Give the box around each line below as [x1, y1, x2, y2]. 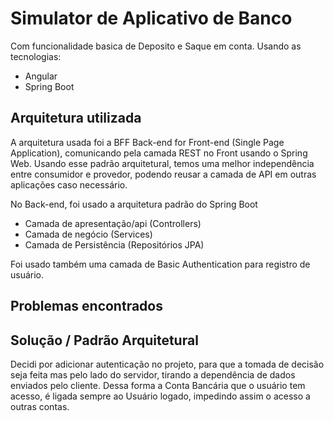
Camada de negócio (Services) [24, 228, 153, 240]
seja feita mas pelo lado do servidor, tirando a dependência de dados [10, 368, 296, 381]
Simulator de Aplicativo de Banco [10, 7, 293, 30]
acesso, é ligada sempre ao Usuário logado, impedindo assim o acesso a [10, 390, 311, 402]
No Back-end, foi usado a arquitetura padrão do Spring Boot [10, 198, 258, 210]
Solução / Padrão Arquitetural [10, 332, 199, 349]
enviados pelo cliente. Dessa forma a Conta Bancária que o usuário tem [10, 379, 306, 391]
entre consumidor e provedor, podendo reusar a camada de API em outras [10, 168, 317, 180]
